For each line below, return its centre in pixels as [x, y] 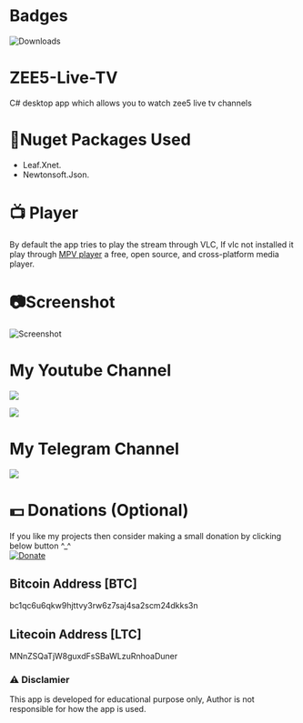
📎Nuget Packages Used [100, 140]
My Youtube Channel [91, 370]
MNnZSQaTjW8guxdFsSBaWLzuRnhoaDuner [94, 657]
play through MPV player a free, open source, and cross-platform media [144, 254]
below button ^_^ [40, 546]
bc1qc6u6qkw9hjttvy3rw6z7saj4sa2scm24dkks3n [104, 606]
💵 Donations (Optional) [99, 510]
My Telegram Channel [94, 449]
